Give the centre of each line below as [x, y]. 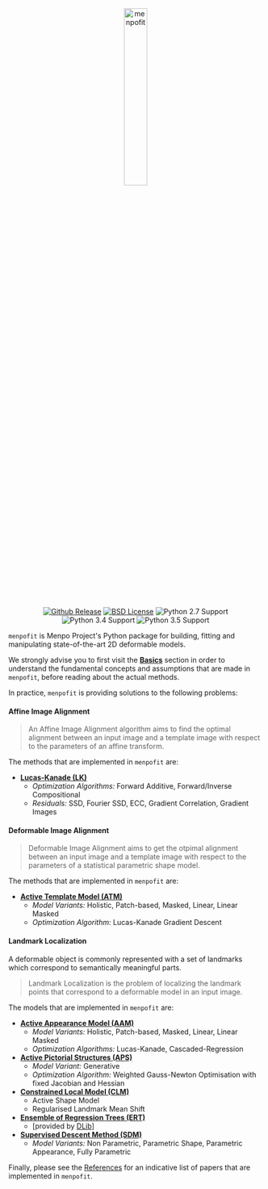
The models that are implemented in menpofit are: [91, 1007]
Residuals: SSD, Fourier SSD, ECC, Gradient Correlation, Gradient [140, 803]
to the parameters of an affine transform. [96, 747]
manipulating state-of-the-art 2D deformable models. [97, 644]
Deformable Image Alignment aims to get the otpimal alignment [133, 848]
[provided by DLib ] [63, 1126]
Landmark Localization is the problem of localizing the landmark [135, 983]
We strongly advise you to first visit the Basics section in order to [117, 660]
